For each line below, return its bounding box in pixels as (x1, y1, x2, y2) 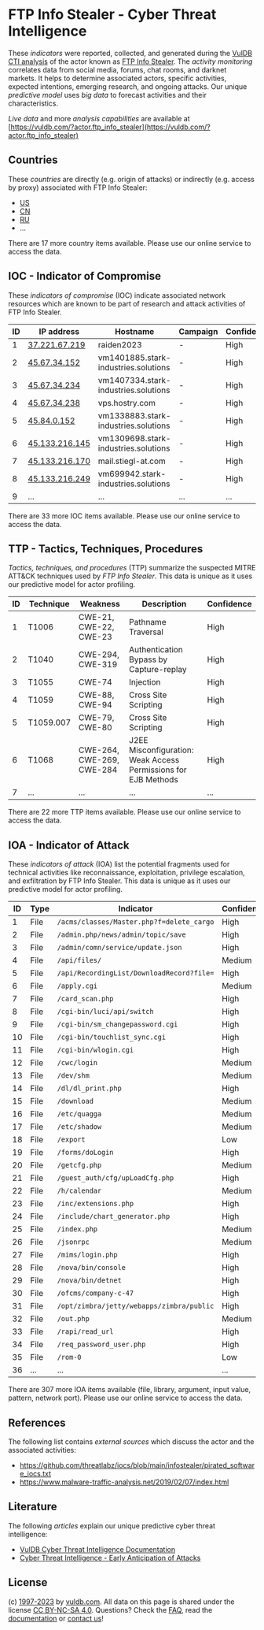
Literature (8, 1500, 57, 1513)
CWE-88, (78, 689, 115, 700)
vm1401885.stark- (97, 352, 171, 363)
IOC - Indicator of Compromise (8, 269, 161, 283)
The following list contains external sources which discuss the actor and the (8, 1437, 255, 1446)
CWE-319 (78, 659, 118, 670)
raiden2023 (97, 339, 143, 350)
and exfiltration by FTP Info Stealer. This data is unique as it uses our (8, 876, 231, 886)
